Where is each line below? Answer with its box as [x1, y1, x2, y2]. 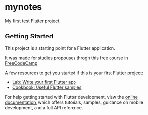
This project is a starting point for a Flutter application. [5, 45, 115, 51]
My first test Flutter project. [5, 18, 61, 24]
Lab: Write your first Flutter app [12, 79, 76, 85]
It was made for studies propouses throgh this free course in [5, 55, 128, 61]
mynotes [5, 1, 42, 13]
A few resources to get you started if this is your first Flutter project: [5, 70, 143, 76]
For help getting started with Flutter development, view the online [5, 94, 138, 100]
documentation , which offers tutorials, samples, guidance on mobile [5, 99, 143, 105]
